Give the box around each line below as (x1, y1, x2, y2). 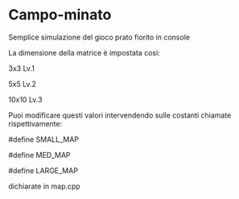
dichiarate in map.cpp (8, 181, 80, 191)
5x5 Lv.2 (8, 79, 36, 89)
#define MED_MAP (8, 150, 71, 160)
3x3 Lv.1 (8, 63, 35, 73)
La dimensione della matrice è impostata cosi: (8, 48, 161, 57)
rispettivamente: (8, 118, 63, 128)
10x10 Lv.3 (8, 94, 43, 104)
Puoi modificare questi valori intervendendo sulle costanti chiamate (8, 110, 232, 120)
